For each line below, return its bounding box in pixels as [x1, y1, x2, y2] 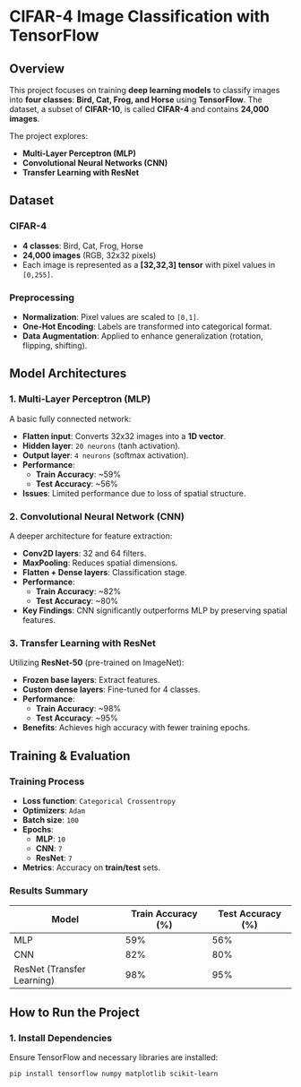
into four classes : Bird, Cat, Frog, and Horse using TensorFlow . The [9, 94, 262, 105]
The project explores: [9, 131, 88, 141]
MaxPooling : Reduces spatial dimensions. [21, 557, 178, 568]
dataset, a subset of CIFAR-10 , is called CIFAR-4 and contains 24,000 [9, 104, 270, 114]
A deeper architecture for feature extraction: [9, 531, 173, 541]
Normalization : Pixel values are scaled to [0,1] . [21, 311, 200, 322]
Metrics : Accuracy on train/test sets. [21, 862, 161, 873]
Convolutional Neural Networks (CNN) [21, 158, 168, 168]
